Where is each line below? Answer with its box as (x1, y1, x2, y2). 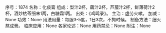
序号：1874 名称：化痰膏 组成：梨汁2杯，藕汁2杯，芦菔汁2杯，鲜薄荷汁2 (5, 4, 155, 10)
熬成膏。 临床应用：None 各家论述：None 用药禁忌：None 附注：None (5, 23, 151, 29)
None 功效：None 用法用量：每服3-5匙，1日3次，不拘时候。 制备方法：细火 (5, 17, 161, 22)
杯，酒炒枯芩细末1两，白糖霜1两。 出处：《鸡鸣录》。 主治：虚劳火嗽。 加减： (5, 10, 161, 16)
